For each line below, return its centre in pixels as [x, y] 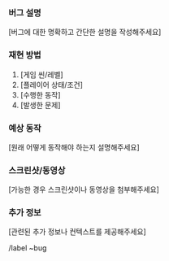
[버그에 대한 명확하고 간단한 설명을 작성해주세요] [85, 32]
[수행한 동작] [40, 94]
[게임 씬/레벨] [41, 74]
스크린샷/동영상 [37, 170]
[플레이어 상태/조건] [52, 85]
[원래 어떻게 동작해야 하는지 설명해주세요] [74, 147]
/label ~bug [28, 248]
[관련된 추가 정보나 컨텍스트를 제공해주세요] [77, 232]
